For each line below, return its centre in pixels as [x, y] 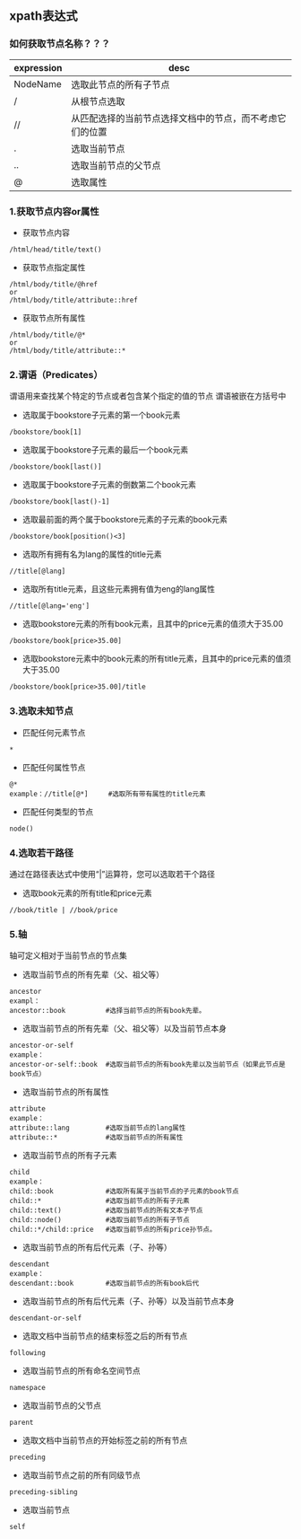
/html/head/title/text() [56, 250]
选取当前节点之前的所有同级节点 [81, 1475]
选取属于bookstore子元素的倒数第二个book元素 [109, 485]
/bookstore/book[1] [46, 432]
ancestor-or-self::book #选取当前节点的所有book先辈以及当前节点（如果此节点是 [147, 1065]
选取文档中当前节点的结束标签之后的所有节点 [105, 1336]
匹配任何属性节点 [54, 767]
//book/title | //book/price [64, 910]
